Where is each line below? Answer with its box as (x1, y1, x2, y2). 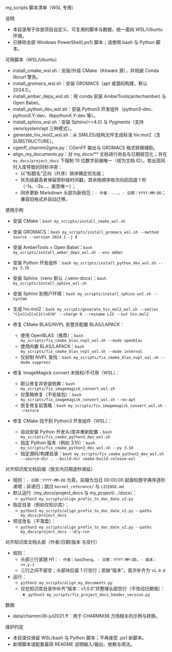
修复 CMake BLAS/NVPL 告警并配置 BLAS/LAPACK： (12, 321, 125, 328)
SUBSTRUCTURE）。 (12, 138, 56, 144)
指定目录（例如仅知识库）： (12, 502, 69, 508)
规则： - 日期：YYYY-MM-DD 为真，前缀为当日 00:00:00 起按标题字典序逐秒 (12, 477, 166, 483)
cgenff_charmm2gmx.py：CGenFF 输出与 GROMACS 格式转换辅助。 (12, 144, 158, 151)
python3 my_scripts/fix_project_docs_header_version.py (28, 592, 150, 597)
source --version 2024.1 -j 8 (12, 234, 78, 240)
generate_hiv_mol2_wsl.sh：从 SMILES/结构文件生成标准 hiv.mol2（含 (12, 132, 161, 138)
